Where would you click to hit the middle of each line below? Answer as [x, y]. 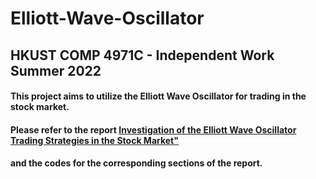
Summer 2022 [56, 70]
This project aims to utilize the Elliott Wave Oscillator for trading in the [158, 96]
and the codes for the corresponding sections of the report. [136, 163]
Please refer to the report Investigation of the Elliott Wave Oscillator [153, 129]
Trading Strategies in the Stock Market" [94, 140]
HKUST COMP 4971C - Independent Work [142, 55]
